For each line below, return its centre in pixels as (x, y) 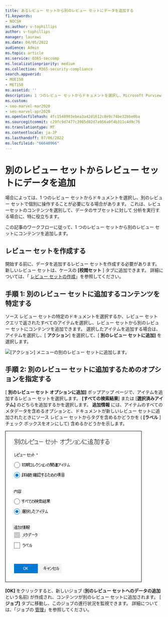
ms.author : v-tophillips (31, 27)
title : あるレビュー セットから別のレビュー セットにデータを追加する (69, 11)
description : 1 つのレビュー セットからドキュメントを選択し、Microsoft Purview (83, 96)
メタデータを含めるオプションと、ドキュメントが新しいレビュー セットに (80, 411)
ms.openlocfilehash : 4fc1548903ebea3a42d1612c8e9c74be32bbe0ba (73, 117)
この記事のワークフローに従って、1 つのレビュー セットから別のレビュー (80, 227)
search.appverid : (23, 74)
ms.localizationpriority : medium (40, 64)
